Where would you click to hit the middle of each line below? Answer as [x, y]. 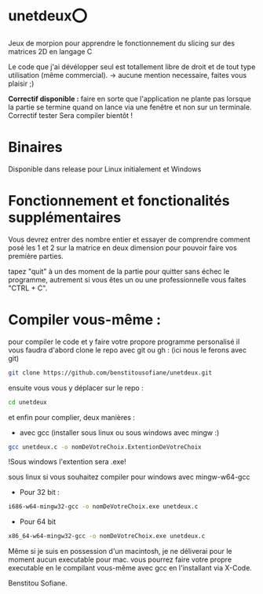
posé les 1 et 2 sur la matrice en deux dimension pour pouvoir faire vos [122, 247]
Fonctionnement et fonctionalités [119, 201]
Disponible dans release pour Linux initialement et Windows [105, 169]
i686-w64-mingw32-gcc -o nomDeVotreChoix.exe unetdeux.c [103, 507]
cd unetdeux [27, 402]
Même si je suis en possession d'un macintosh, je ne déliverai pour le [120, 552]
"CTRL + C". [28, 288]
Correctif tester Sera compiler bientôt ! [71, 115]
